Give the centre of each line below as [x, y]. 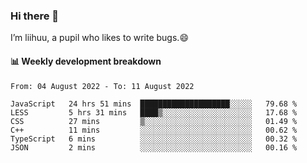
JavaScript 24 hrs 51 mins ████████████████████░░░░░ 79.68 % [154, 104]
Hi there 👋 [35, 16]
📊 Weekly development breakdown [86, 61]
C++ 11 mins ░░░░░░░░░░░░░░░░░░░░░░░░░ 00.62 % [154, 130]
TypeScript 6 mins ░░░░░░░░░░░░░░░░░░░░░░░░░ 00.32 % [154, 139]
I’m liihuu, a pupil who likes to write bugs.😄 [99, 38]
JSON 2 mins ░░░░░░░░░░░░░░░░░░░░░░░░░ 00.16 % [154, 147]
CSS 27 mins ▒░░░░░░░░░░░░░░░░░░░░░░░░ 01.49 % [154, 121]
